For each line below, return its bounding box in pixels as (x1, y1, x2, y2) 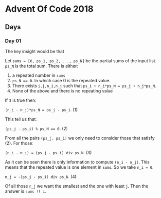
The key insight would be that (5, 48, 65, 54)
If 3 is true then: (5, 97, 36, 103)
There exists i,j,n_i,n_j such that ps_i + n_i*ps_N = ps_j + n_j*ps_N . (12, 83, 157, 89)
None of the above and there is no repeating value (12, 88, 113, 93)
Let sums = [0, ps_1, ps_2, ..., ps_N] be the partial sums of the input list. (5, 57, 157, 64)
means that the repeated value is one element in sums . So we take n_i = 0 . (5, 164, 154, 170)
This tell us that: (5, 116, 37, 122)
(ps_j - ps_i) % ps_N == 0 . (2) (5, 126, 68, 131)
